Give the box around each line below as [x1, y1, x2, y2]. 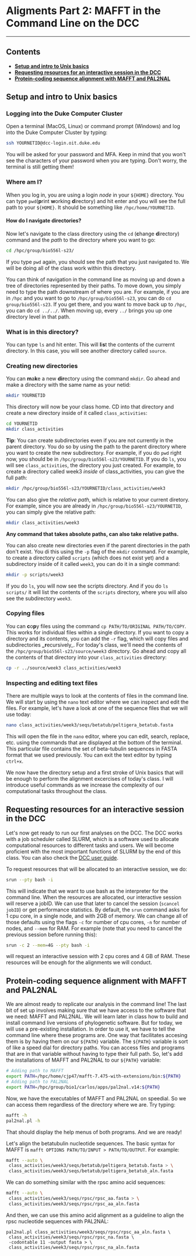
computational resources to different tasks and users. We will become [6, 842, 174, 849]
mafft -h [6, 1112, 27, 1118]
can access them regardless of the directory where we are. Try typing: [6, 1101, 176, 1108]
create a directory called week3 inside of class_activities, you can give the [6, 468, 185, 475]
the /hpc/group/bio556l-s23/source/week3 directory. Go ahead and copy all [6, 647, 187, 654]
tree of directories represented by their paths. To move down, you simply [6, 282, 182, 289]
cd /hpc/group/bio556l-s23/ [6, 248, 75, 253]
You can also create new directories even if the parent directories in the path [6, 541, 190, 548]
